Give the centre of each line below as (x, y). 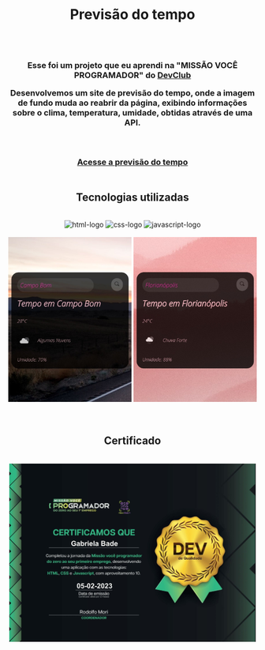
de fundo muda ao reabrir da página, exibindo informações (132, 103)
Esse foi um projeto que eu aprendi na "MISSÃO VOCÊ (132, 65)
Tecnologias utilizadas (132, 197)
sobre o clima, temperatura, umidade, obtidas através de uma (132, 113)
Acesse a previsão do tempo (132, 162)
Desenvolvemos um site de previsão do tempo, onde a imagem (132, 93)
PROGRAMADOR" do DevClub (132, 75)
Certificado (132, 441)
